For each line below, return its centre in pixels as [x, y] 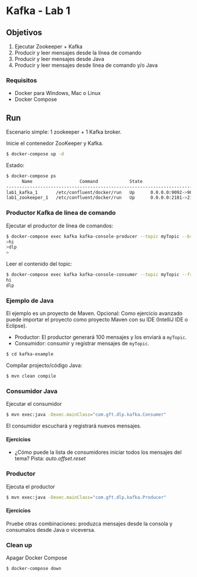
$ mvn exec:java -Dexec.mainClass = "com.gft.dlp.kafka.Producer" [86, 497]
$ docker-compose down [34, 568]
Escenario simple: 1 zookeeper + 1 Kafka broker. [64, 132]
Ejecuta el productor [31, 486]
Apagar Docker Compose [37, 558]
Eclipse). [17, 326]
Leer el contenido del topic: [39, 264]
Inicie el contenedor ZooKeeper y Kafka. [55, 143]
